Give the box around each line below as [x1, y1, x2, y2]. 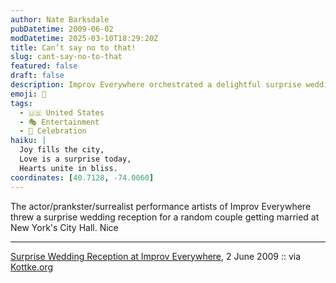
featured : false [10, 61, 78, 71]
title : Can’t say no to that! [10, 42, 137, 53]
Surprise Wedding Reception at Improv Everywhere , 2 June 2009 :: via [10, 250, 302, 262]
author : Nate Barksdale [10, 14, 110, 25]
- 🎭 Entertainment [19, 117, 100, 127]
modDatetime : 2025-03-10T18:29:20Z [10, 33, 159, 43]
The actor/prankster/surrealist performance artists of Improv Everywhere [10, 200, 312, 212]
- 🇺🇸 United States [19, 107, 105, 118]
